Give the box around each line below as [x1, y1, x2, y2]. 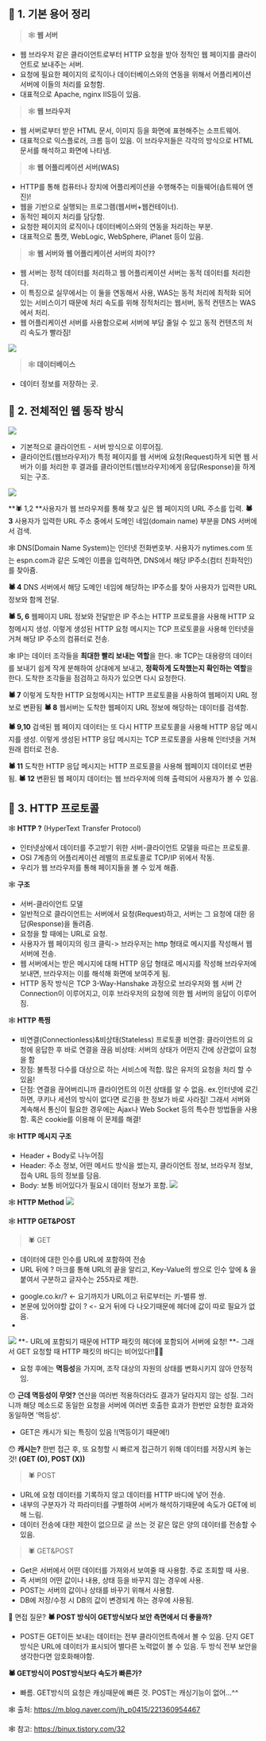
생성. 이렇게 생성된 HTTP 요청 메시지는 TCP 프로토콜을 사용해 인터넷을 [35, 624, 255, 633]
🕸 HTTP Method [8, 1198, 65, 1207]
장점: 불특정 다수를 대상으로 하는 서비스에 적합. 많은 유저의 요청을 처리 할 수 [19, 1065, 253, 1074]
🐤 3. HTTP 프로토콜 [8, 802, 99, 816]
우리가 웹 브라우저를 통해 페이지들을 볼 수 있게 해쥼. [19, 863, 179, 873]
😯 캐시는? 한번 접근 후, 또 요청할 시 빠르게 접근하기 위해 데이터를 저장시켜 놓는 [8, 1444, 252, 1454]
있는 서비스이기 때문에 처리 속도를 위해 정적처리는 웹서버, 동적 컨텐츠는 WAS [19, 298, 256, 307]
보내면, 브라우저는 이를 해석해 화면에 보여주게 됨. [19, 969, 171, 979]
